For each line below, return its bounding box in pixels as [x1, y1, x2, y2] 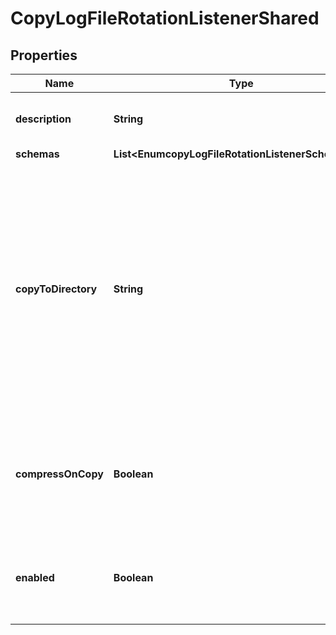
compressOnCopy [15, 467, 104, 481]
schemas [15, 147, 60, 161]
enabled [15, 571, 55, 584]
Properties [10, 47, 78, 64]
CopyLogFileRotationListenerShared [10, 7, 320, 30]
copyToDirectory [15, 282, 98, 296]
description [15, 112, 72, 126]
